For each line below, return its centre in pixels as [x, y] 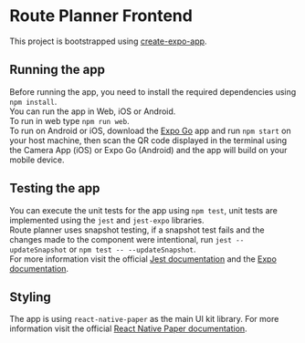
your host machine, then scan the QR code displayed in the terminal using [148, 140]
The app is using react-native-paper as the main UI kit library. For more [144, 319]
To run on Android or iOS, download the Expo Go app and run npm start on [150, 130]
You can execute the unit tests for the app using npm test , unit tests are [144, 210]
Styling [31, 297]
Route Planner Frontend [101, 16]
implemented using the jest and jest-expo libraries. [107, 220]
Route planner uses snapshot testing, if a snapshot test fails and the [137, 230]
